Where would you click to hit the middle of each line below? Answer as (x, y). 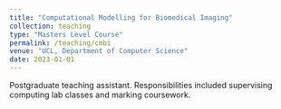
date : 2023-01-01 (42, 59)
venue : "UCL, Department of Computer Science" (99, 51)
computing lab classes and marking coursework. (100, 95)
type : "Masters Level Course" (67, 34)
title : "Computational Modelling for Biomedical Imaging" (121, 18)
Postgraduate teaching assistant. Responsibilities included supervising (141, 85)
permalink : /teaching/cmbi (60, 43)
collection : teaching (50, 26)
